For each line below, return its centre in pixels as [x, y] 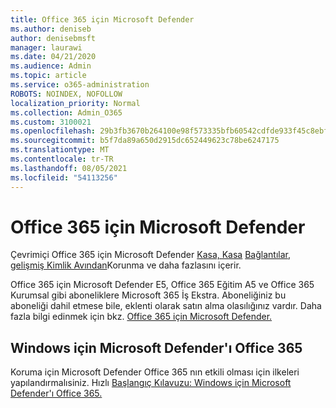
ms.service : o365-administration [80, 85]
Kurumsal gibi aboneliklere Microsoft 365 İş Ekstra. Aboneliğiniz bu [148, 295]
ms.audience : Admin [51, 66]
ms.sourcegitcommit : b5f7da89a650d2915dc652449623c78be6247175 [145, 141]
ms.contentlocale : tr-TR [62, 159]
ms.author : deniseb [51, 29]
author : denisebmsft [53, 38]
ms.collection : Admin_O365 [66, 112]
